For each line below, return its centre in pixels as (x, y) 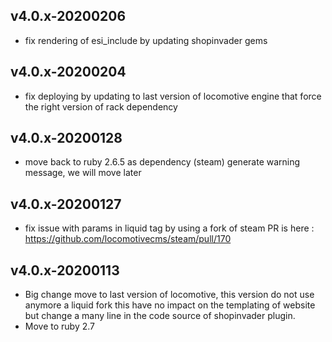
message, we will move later (83, 173)
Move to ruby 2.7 (59, 326)
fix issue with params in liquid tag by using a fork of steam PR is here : (169, 228)
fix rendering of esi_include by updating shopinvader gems (146, 40)
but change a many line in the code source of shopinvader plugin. (160, 316)
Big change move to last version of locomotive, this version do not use (169, 295)
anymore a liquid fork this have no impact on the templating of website (170, 305)
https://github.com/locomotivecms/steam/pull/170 (128, 239)
